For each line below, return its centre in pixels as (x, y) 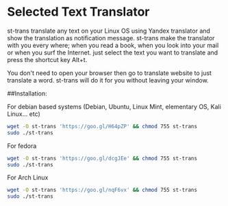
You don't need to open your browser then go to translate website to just (110, 73)
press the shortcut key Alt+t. (47, 59)
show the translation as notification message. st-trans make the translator (111, 38)
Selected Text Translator (78, 12)
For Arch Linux (28, 177)
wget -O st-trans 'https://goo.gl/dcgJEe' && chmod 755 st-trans (102, 158)
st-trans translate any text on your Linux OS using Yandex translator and (109, 31)
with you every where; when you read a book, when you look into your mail (113, 45)
